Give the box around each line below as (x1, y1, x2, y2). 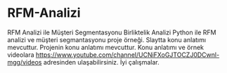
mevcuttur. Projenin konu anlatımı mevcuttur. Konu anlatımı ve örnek (7, 43, 205, 51)
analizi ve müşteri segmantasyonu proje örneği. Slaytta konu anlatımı (7, 35, 206, 44)
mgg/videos (7, 58, 42, 66)
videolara (7, 51, 34, 59)
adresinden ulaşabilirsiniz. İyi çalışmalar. (43, 58, 160, 66)
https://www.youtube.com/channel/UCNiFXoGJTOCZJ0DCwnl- (35, 51, 220, 59)
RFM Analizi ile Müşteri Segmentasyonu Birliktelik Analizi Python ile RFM (7, 28, 216, 36)
